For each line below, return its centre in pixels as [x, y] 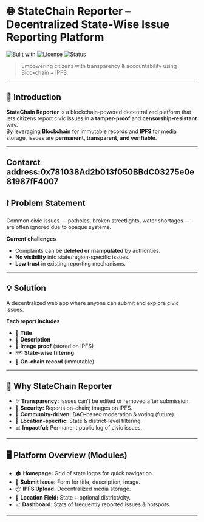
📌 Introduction [34, 98]
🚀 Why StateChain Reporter [59, 386]
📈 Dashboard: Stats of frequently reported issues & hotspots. [93, 504]
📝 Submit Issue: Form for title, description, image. [78, 482]
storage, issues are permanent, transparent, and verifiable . [82, 137]
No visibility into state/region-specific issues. [72, 257]
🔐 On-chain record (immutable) [55, 361]
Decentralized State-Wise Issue [88, 25]
